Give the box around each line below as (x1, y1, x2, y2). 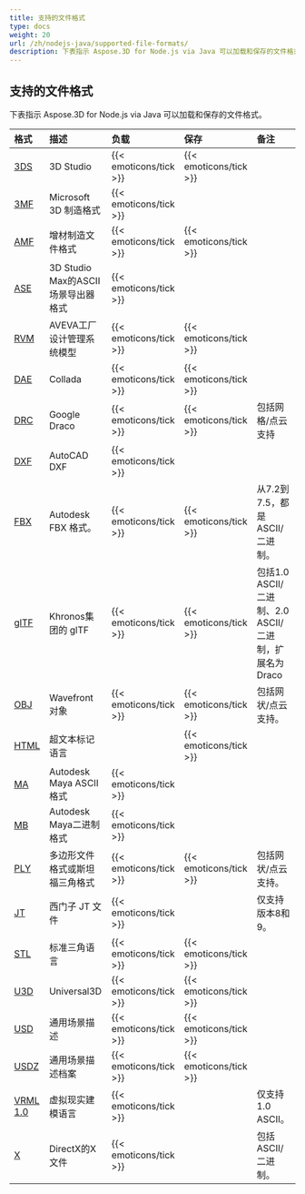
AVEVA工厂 (48, 319, 97, 331)
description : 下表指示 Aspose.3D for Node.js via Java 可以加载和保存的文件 (9, 47, 288, 56)
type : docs (9, 22, 51, 31)
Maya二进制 (48, 818, 101, 831)
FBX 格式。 (48, 521, 97, 533)
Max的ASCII (48, 274, 101, 287)
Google (48, 408, 81, 420)
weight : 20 (9, 30, 51, 39)
